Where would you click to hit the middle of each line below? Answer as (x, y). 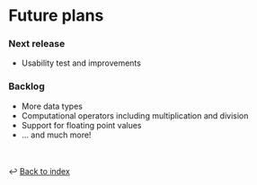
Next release (37, 44)
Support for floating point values (81, 125)
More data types (52, 106)
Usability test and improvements (81, 63)
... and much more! (56, 135)
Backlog (27, 86)
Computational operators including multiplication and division (135, 115)
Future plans (56, 16)
